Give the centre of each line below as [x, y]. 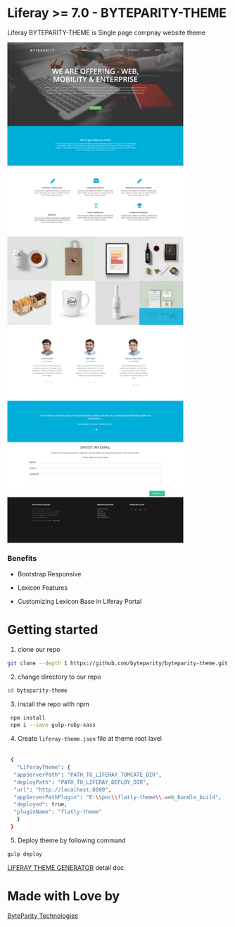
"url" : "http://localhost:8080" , [63, 789]
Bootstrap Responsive [49, 574]
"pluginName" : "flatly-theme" [58, 812]
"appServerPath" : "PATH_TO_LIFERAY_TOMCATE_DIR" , [88, 775]
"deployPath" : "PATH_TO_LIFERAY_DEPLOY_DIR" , [82, 782]
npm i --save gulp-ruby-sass [53, 725]
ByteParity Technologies [43, 916]
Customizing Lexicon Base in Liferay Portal [80, 601]
